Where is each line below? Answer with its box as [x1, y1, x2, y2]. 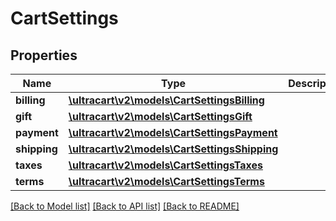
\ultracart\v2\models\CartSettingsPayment [68, 126, 278, 139]
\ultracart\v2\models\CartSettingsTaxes [68, 158, 263, 172]
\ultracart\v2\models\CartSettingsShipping [68, 142, 279, 156]
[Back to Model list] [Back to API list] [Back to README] [10, 200, 240, 212]
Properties [10, 47, 78, 64]
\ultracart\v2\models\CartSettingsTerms [68, 175, 265, 188]
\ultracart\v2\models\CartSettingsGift [68, 110, 253, 123]
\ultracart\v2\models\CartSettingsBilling [68, 93, 265, 107]
